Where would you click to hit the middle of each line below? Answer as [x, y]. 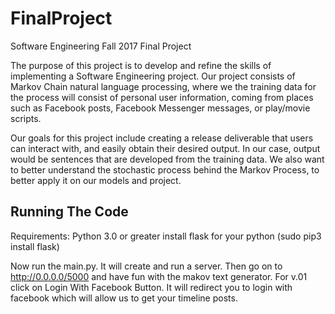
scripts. [26, 118]
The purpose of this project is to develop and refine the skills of [141, 65]
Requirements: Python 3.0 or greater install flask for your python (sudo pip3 [166, 236]
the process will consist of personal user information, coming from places [162, 97]
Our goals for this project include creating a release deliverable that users [162, 138]
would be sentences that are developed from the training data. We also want [167, 159]
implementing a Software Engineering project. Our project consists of [153, 76]
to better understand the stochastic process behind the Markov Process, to [165, 169]
